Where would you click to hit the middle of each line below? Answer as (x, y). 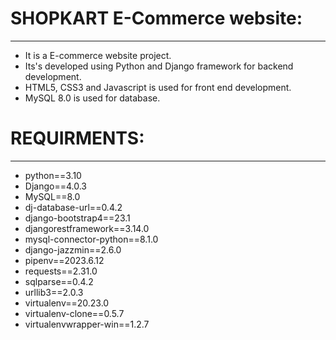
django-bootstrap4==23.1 (77, 218)
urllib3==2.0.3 (54, 292)
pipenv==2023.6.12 (64, 260)
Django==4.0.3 (55, 186)
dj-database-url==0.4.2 (73, 207)
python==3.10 (53, 175)
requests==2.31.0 (61, 271)
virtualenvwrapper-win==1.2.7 (87, 324)
